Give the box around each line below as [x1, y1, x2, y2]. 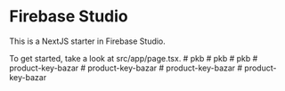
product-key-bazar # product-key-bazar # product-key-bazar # [9, 62, 243, 73]
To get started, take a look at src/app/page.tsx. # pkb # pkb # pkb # [9, 53, 258, 63]
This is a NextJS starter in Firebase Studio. [9, 36, 167, 46]
